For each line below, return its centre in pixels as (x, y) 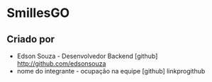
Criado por (30, 39)
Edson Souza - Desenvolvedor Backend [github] (87, 56)
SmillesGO (38, 13)
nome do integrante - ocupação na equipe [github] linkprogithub (111, 71)
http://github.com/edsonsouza (61, 64)
